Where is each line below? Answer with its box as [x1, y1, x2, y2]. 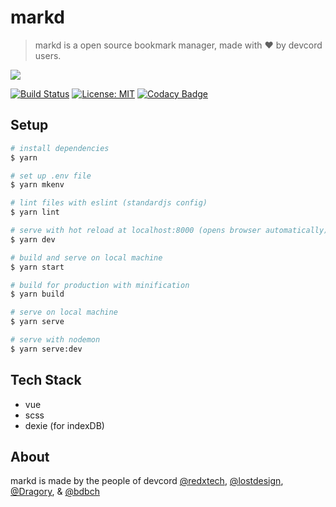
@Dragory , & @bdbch [10, 486, 100, 498]
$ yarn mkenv [10, 180, 65, 190]
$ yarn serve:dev [10, 344, 83, 354]
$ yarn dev [10, 234, 56, 245]
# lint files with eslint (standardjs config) [10, 198, 208, 208]
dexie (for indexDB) [24, 419, 105, 431]
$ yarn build [10, 289, 65, 300]
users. [34, 49, 62, 61]
